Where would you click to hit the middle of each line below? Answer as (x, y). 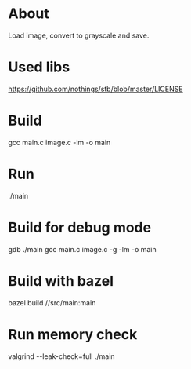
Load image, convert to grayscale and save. (79, 35)
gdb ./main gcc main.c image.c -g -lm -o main (82, 249)
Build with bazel (61, 281)
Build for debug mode (79, 227)
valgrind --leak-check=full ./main (61, 356)
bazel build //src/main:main (52, 302)
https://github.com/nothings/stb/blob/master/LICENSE (95, 89)
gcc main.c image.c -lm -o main (59, 142)
